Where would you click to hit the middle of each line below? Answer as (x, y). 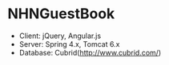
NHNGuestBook (61, 14)
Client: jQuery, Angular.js (60, 36)
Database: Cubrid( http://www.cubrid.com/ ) (90, 52)
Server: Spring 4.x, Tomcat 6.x (69, 44)
